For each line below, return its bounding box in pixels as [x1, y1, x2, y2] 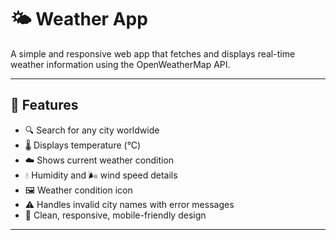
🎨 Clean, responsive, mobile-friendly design [24, 209, 207, 221]
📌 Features [10, 97, 79, 114]
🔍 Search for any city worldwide [24, 124, 160, 136]
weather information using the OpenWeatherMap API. [10, 58, 231, 70]
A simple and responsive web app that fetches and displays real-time [10, 47, 296, 60]
